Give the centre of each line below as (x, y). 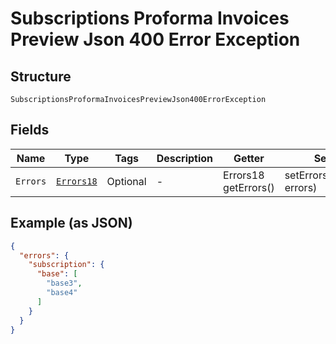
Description (185, 158)
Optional (126, 181)
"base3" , (64, 283)
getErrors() (249, 187)
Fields (30, 130)
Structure (41, 76)
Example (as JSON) (71, 223)
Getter (249, 158)
